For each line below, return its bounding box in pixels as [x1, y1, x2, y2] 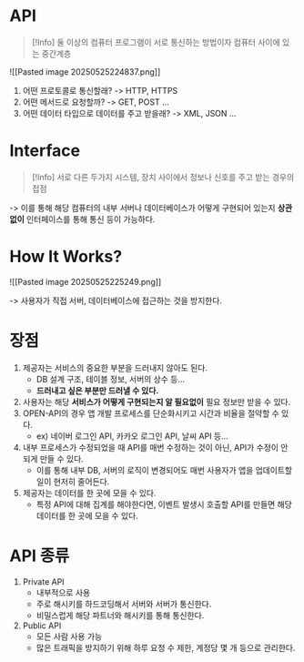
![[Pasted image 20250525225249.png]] [9, 276, 162, 287]
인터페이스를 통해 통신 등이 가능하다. [25, 213, 156, 224]
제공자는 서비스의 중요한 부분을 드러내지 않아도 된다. [22, 362, 208, 373]
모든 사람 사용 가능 [35, 630, 103, 642]
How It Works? [9, 247, 123, 267]
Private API [22, 575, 66, 587]
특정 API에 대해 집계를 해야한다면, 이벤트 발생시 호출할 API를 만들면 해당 [35, 498, 293, 510]
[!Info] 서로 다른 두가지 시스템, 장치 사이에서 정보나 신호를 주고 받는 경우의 [31, 171, 295, 182]
